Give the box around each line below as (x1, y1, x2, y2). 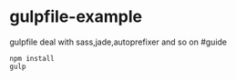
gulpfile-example (9, 6, 143, 27)
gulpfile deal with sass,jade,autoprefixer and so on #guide (9, 36, 228, 47)
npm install (9, 54, 55, 63)
